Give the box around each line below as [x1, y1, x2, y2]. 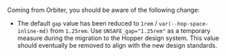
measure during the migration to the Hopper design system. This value [17, 34, 220, 42]
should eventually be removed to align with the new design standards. [17, 41, 218, 49]
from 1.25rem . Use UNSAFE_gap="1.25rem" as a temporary [50, 27, 211, 35]
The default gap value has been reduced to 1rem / [17, 19, 157, 27]
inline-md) [17, 28, 49, 35]
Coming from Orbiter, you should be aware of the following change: [7, 6, 200, 14]
